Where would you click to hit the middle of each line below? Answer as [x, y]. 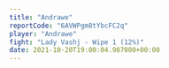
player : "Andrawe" [43, 34]
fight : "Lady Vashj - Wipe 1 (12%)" [77, 42]
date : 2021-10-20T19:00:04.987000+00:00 [85, 50]
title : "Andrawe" [41, 17]
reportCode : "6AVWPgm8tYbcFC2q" [69, 26]
